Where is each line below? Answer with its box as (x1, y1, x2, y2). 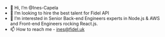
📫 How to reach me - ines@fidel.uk (10, 26, 85, 32)
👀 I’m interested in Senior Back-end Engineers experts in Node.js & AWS (10, 15, 160, 21)
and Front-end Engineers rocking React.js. (10, 20, 98, 26)
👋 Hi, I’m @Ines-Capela (10, 5, 59, 10)
